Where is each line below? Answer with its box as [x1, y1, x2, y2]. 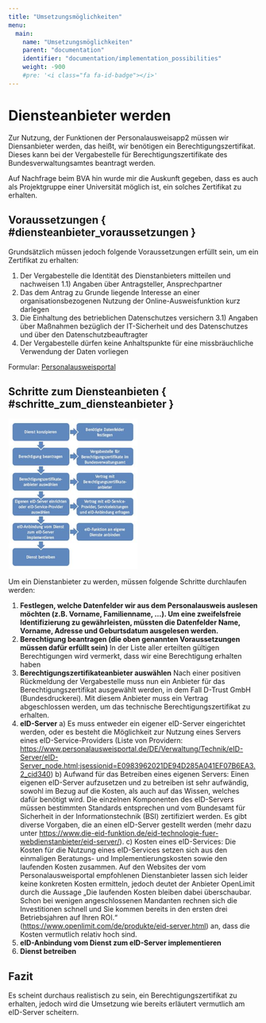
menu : [8, 21, 26, 29]
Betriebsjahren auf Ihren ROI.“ [19, 913, 118, 922]
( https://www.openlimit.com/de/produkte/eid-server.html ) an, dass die [19, 921, 250, 931]
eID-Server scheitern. [8, 1008, 79, 1017]
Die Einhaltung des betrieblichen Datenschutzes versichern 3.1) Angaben [19, 313, 258, 322]
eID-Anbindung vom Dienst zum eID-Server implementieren [19, 938, 222, 948]
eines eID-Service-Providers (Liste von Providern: [19, 736, 183, 745]
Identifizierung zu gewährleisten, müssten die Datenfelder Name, [19, 617, 241, 627]
